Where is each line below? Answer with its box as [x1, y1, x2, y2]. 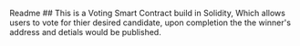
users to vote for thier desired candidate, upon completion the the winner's [9, 17, 292, 28]
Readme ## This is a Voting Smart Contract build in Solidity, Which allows [9, 8, 285, 18]
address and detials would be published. [9, 27, 161, 37]
